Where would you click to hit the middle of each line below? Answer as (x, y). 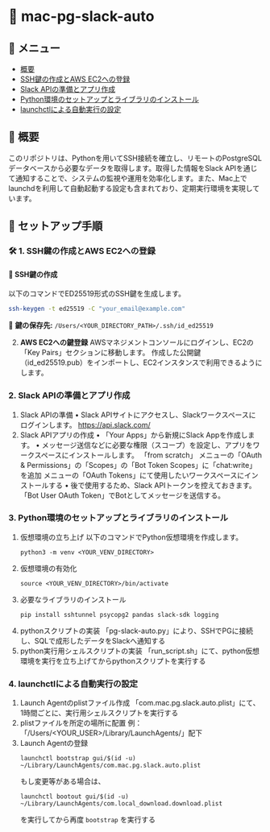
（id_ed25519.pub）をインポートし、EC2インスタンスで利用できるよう (137, 362)
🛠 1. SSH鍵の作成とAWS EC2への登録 (82, 251)
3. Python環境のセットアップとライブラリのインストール (118, 518)
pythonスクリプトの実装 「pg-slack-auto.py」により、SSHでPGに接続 (137, 631)
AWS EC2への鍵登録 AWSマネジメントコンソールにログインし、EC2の (137, 342)
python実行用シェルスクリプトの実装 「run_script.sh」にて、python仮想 (140, 651)
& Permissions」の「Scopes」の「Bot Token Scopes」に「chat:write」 (138, 465)
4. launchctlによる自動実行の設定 (73, 684)
